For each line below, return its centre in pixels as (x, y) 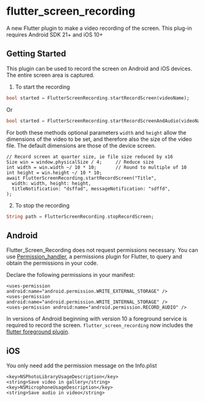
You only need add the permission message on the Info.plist (82, 365)
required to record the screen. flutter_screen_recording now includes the (100, 325)
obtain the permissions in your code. (52, 263)
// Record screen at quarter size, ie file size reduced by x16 (90, 157)
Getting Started (36, 54)
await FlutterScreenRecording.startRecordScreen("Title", (81, 178)
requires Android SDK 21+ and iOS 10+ (55, 34)
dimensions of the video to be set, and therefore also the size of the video (99, 139)
